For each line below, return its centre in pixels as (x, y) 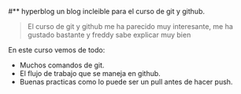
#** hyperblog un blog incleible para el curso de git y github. (106, 11)
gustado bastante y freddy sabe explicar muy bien (109, 35)
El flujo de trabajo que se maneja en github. (90, 73)
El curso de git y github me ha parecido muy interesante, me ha (130, 26)
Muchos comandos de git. (62, 65)
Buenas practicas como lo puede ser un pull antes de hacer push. (126, 82)
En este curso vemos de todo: (57, 50)
